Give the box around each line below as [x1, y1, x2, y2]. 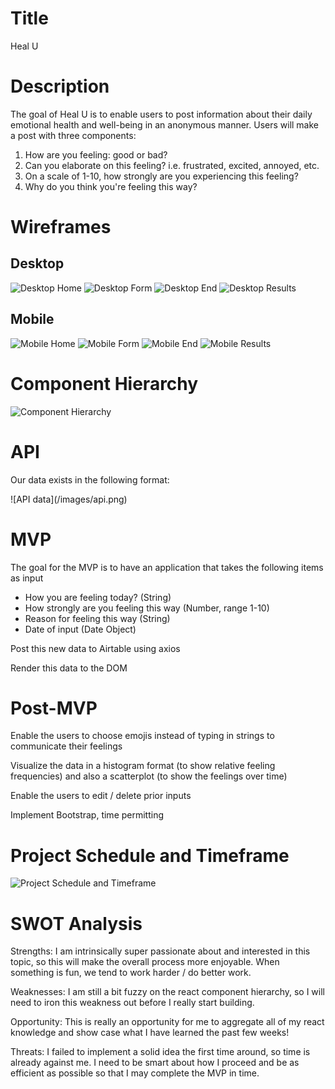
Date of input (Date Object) [24, 623, 137, 635]
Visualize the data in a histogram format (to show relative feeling [10, 760, 276, 772]
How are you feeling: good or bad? [24, 148, 168, 161]
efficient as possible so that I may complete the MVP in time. [10, 1067, 260, 1079]
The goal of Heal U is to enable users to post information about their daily [10, 108, 313, 120]
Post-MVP [10, 697, 98, 719]
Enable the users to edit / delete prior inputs [10, 790, 192, 802]
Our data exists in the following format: [10, 473, 170, 486]
